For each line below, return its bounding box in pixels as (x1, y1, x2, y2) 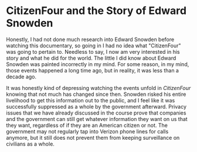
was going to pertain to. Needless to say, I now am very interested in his (6, 48, 180, 55)
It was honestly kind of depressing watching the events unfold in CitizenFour (6, 84, 191, 91)
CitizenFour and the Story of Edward (6, 4, 186, 18)
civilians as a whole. (6, 140, 55, 147)
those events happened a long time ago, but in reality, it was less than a (6, 67, 179, 74)
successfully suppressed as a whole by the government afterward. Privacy (6, 103, 186, 110)
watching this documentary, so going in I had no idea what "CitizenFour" (6, 42, 181, 49)
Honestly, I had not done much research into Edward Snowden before (6, 36, 175, 43)
